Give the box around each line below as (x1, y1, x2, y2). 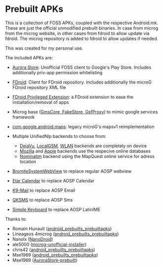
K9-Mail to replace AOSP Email (12, 187, 76, 193)
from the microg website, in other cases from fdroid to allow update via (5, 30, 150, 36)
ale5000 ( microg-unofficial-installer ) (12, 241, 87, 247)
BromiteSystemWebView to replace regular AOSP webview (12, 168, 132, 174)
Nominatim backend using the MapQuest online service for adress (19, 153, 155, 159)
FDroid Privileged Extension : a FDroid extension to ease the (12, 94, 133, 100)
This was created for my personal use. (5, 45, 83, 51)
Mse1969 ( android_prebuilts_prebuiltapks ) (12, 252, 98, 258)
